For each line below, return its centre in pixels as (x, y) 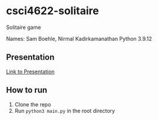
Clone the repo (33, 104)
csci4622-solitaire (52, 11)
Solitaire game (24, 27)
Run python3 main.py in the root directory (65, 111)
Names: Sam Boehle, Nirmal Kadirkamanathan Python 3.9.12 (79, 38)
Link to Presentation (30, 72)
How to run (27, 90)
